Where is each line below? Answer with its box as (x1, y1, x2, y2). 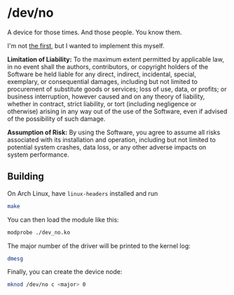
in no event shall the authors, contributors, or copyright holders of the (7, 62, 209, 71)
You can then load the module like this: (7, 215, 119, 224)
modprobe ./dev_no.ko (7, 229, 71, 236)
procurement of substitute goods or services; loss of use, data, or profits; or (7, 85, 227, 93)
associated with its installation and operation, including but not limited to (7, 135, 216, 144)
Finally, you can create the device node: (7, 268, 123, 276)
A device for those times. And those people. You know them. (7, 28, 182, 36)
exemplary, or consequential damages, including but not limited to (7, 77, 198, 85)
